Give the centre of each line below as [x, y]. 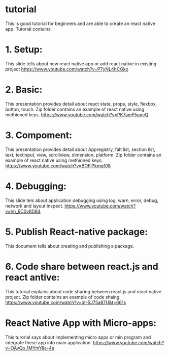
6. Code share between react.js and [82, 266]
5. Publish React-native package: [77, 232]
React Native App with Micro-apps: [81, 323]
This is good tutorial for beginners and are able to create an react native [80, 23]
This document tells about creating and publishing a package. [70, 246]
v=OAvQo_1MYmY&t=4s [30, 348]
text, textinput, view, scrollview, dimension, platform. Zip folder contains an [83, 155]
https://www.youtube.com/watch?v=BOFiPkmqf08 [58, 166]
